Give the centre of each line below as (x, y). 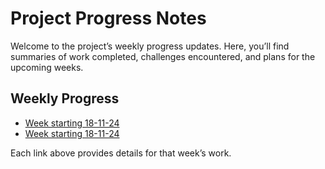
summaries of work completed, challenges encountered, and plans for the (163, 56)
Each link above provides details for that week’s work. (121, 153)
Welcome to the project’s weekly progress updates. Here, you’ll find (150, 46)
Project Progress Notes (108, 18)
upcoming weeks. (47, 67)
